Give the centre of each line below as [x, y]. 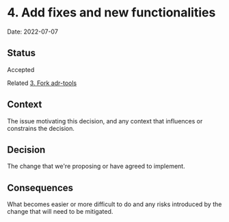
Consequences [40, 187]
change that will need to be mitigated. [60, 212]
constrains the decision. [41, 128]
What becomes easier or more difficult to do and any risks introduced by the [114, 204]
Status [22, 53]
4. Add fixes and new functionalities [111, 13]
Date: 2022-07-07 [32, 32]
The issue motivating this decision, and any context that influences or [105, 121]
